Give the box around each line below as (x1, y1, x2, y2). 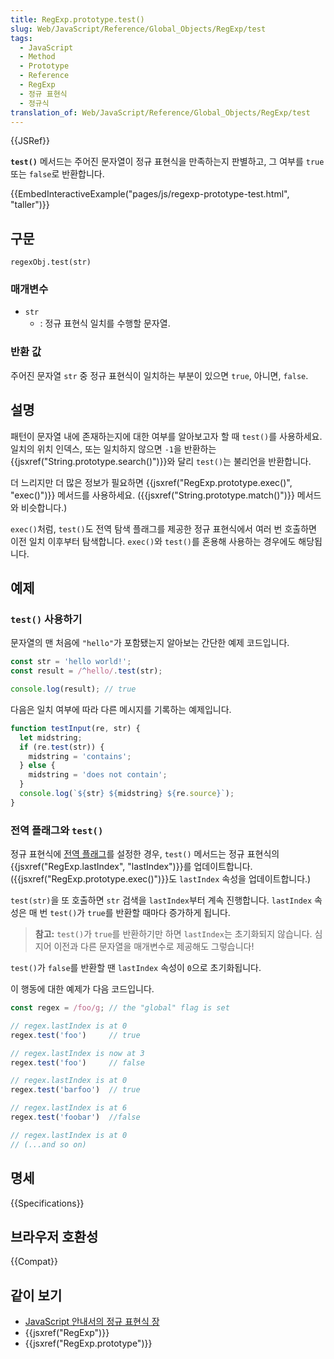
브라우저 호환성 (10, 1228, 99, 1245)
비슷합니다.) (20, 501, 68, 513)
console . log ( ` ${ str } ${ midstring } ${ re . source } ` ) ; (19, 789, 235, 799)
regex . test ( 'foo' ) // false (10, 1057, 145, 1068)
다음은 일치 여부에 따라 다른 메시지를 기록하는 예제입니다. (10, 703, 232, 715)
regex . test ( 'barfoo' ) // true (10, 1085, 141, 1095)
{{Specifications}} (10, 1197, 85, 1209)
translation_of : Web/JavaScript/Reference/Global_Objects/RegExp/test (10, 107, 311, 118)
